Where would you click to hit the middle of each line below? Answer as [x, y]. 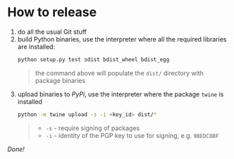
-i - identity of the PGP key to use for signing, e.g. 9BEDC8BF [132, 135]
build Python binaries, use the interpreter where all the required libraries [122, 39]
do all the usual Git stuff [52, 32]
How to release [52, 12]
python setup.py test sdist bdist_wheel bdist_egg [93, 59]
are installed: [36, 46]
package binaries [60, 80]
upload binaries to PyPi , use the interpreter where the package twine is [121, 94]
